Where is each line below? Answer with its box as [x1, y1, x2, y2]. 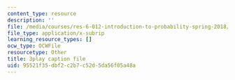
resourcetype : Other [7, 49, 68, 56]
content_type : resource [7, 10, 77, 17]
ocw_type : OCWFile [7, 42, 61, 49]
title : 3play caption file [7, 56, 86, 63]
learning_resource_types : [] [7, 36, 92, 43]
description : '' [7, 17, 55, 24]
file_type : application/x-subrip [7, 29, 105, 37]
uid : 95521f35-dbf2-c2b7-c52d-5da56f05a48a [7, 62, 136, 69]
